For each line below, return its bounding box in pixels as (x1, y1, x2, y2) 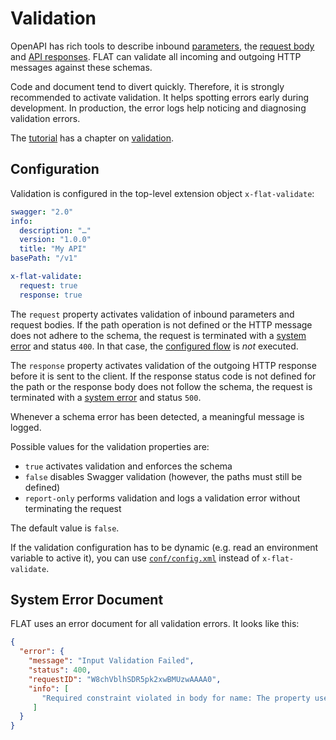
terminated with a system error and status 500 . (10, 391, 202, 403)
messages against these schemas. (10, 61, 153, 73)
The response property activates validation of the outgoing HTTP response (10, 359, 317, 371)
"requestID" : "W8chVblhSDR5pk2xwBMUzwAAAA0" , (28, 674, 222, 684)
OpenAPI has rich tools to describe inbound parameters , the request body (10, 40, 315, 52)
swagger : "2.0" (10, 207, 74, 217)
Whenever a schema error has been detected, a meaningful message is (10, 410, 305, 422)
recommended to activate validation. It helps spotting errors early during (10, 91, 310, 103)
